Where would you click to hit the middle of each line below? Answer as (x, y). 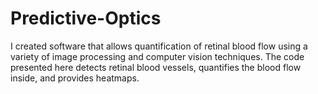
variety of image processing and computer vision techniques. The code (157, 56)
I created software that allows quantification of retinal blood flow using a (159, 46)
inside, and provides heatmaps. (75, 78)
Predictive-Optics (86, 18)
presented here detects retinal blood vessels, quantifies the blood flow (156, 67)
